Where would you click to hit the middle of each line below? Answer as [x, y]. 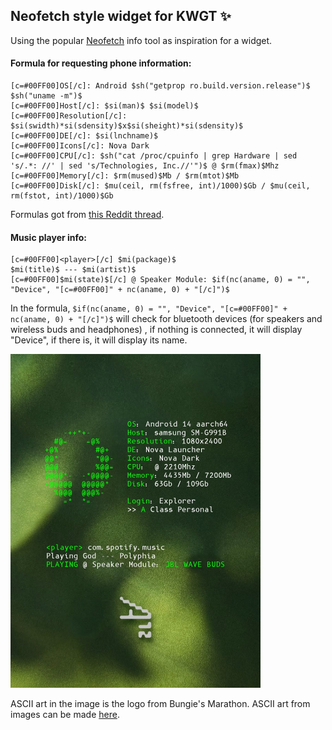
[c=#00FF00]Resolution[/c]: [69, 116]
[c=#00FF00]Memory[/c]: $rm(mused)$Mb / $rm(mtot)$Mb [125, 176]
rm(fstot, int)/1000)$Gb [62, 196]
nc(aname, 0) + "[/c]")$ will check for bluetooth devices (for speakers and [166, 319]
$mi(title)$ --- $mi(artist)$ [73, 270]
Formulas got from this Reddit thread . [87, 215]
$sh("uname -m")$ [46, 96]
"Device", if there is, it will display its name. [99, 340]
